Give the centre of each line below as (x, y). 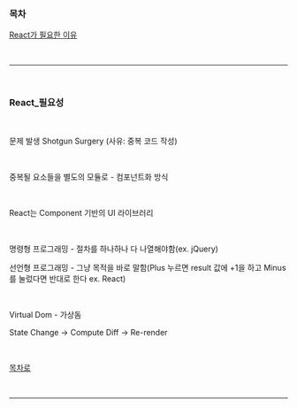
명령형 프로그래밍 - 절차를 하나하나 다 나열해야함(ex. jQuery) (114, 249)
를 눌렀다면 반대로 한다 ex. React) (68, 278)
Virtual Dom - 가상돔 (46, 314)
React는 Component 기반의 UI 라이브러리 (81, 212)
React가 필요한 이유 (43, 35)
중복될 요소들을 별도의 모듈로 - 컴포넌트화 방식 (89, 177)
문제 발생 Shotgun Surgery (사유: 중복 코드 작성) (94, 141)
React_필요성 (37, 103)
